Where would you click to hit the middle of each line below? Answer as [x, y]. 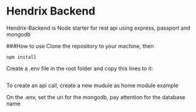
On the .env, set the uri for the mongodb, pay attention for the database [96, 97]
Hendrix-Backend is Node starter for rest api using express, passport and [98, 28]
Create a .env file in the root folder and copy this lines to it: [80, 68]
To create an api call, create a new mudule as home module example [92, 85]
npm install [21, 57]
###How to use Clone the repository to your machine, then [80, 46]
